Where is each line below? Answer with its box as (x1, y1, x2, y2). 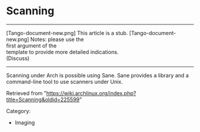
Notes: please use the (30, 36, 85, 43)
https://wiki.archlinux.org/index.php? (46, 89, 136, 96)
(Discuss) (6, 55, 30, 62)
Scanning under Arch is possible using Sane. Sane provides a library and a (6, 71, 189, 78)
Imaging (14, 119, 35, 126)
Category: (6, 107, 31, 114)
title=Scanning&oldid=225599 (6, 96, 80, 103)
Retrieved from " (6, 89, 46, 96)
